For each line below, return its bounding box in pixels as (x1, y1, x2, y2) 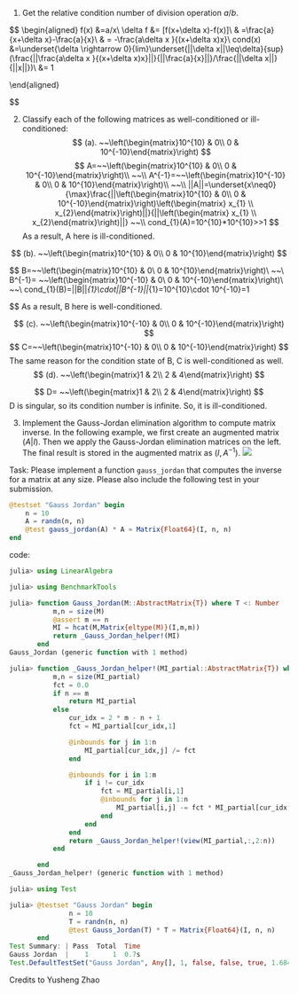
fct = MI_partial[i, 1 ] (100, 787, 184, 796)
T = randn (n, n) (68, 917, 129, 926)
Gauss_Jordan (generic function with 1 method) (9, 648, 189, 657)
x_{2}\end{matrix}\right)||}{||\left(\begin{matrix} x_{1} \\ (54, 207, 257, 218)
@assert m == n (52, 615, 109, 624)
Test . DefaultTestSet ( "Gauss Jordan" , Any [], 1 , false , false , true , (9, 959, 268, 967)
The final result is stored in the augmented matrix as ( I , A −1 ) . (21, 446, 241, 458)
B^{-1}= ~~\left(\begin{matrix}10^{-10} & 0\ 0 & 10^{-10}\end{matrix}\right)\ (9, 275, 284, 285)
